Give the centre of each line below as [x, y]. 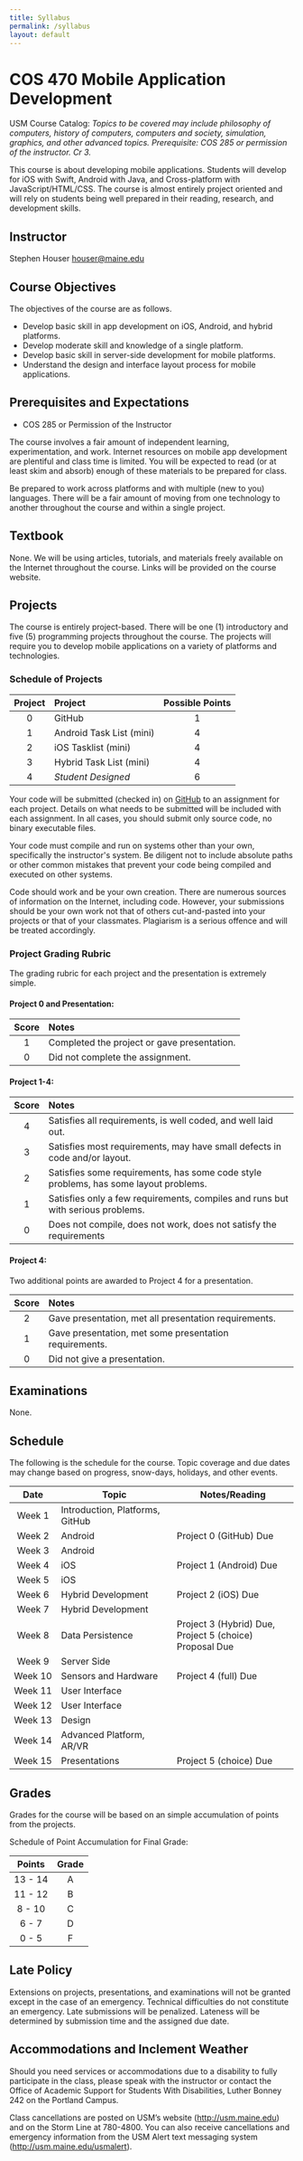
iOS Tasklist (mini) [92, 747]
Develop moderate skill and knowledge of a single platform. [133, 345]
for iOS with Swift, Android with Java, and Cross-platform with [125, 179]
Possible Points [197, 703]
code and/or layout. [90, 1158]
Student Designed [92, 777]
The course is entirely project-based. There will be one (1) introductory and [149, 627]
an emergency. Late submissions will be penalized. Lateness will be [134, 2011]
